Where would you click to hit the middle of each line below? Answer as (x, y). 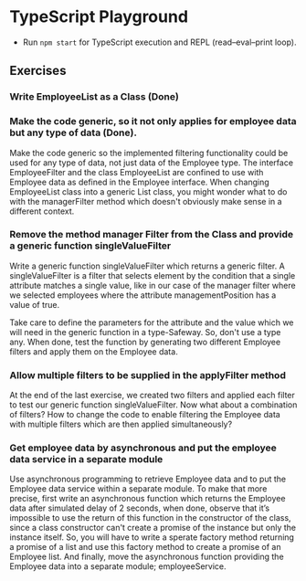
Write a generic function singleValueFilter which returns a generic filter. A (147, 266)
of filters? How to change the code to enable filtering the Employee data (145, 415)
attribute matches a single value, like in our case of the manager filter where (153, 285)
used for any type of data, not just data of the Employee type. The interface (152, 163)
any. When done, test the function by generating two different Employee (145, 342)
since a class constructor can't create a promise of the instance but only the (153, 528)
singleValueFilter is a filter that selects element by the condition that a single (153, 275)
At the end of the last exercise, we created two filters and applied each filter (152, 396)
